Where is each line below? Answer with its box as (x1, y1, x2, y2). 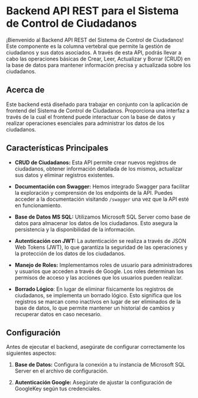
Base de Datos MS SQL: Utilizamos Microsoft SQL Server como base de (14, 213, 191, 220)
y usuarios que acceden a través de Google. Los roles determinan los (14, 268, 184, 275)
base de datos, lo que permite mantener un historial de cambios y (14, 304, 175, 312)
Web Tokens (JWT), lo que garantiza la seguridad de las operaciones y (14, 243, 188, 251)
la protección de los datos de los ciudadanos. (14, 250, 126, 257)
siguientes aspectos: (6, 349, 57, 357)
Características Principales (6, 143, 109, 153)
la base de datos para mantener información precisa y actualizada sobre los (6, 61, 191, 69)
